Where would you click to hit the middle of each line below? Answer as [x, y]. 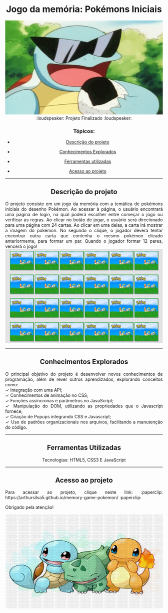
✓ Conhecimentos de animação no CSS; [47, 395]
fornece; [14, 411]
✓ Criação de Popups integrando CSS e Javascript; [58, 416]
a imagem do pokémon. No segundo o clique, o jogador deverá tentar [84, 231]
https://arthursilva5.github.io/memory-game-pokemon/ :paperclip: [73, 498]
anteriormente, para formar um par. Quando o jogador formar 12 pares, [84, 241]
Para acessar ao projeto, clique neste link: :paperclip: [84, 492]
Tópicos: [84, 131]
